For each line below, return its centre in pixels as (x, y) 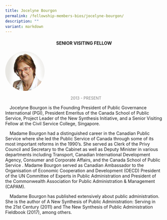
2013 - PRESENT (86, 98)
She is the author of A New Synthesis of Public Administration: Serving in (80, 202)
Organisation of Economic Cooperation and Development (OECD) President (83, 171)
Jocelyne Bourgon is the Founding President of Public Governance (78, 108)
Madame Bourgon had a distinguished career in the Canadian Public (80, 133)
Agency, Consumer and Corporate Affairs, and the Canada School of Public (83, 160)
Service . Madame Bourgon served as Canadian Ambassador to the (74, 165)
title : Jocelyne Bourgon (31, 11)
